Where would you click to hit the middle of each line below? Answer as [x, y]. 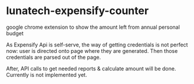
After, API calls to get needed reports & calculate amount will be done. [91, 68]
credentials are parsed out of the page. [54, 57]
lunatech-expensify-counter [78, 11]
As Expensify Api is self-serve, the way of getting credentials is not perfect [97, 45]
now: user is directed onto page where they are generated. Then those [92, 51]
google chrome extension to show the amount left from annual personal [93, 27]
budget [15, 33]
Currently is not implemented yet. [47, 75]
